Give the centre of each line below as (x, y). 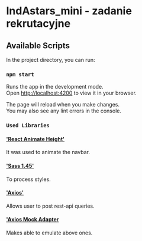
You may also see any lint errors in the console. (64, 111)
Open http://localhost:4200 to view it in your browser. (72, 93)
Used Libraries (28, 126)
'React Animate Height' (35, 139)
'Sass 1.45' (20, 166)
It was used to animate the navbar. (48, 152)
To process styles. (29, 179)
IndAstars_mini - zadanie (69, 11)
